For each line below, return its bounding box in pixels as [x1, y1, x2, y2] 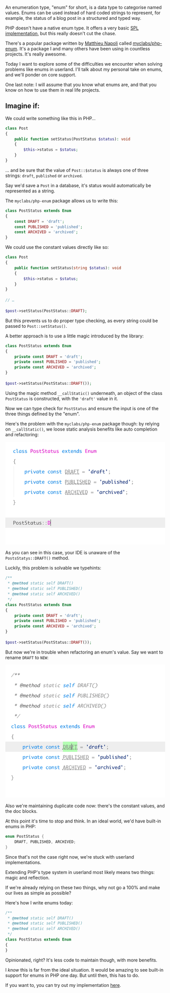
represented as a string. [5, 188, 55, 194]
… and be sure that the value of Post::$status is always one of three [5, 167, 149, 173]
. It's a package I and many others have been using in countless [17, 46, 151, 51]
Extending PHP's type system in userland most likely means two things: [5, 869, 155, 875]
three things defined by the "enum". [5, 411, 80, 417]
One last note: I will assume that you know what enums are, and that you [5, 81, 157, 88]
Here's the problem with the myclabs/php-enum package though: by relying [5, 420, 160, 427]
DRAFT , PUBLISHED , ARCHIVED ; [14, 839, 76, 844]
